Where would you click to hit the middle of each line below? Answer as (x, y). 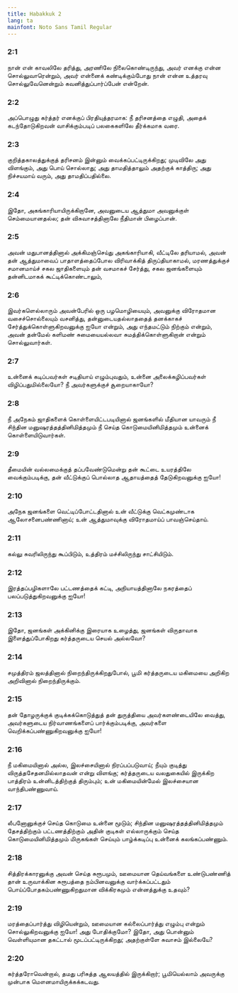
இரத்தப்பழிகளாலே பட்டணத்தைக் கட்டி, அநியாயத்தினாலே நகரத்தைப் (100, 588)
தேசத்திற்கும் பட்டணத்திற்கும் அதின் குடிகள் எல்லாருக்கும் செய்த (93, 831)
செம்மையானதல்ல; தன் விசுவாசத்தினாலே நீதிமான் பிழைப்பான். (92, 218)
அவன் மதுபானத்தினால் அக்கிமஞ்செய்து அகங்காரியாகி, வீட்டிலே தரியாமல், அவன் (117, 252)
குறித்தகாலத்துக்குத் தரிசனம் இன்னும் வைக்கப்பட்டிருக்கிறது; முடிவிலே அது (107, 160)
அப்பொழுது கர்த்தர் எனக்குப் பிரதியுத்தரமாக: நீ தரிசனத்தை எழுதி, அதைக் (107, 117)
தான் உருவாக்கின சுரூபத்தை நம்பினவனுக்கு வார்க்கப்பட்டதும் (89, 881)
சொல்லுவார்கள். (30, 343)
